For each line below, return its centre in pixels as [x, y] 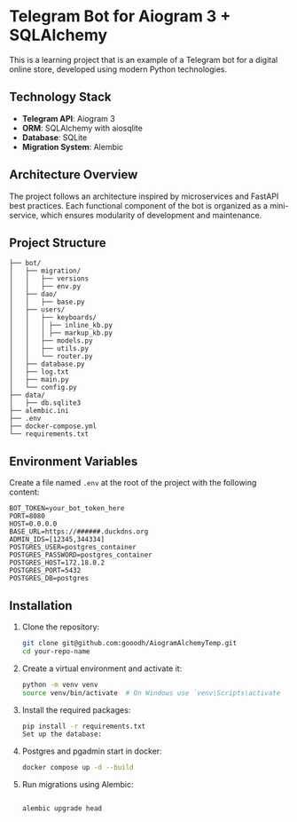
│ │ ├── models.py [51, 341]
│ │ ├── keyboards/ [53, 318]
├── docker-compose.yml [53, 427]
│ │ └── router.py [51, 357]
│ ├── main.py [39, 380]
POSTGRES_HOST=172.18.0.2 [57, 563]
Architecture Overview [74, 175]
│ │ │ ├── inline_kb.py [61, 326]
